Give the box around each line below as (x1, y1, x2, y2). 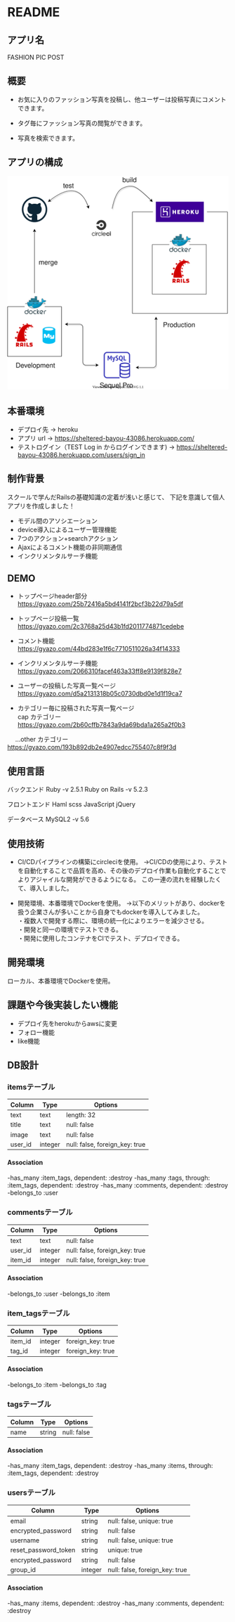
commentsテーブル (7, 1207, 73, 1217)
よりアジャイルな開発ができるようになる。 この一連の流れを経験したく (17, 875, 222, 883)
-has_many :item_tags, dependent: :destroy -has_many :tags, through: (7, 1173, 210, 1182)
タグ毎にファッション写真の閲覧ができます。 (17, 119, 147, 127)
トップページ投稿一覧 (17, 614, 79, 623)
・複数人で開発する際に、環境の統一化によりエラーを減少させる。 (17, 916, 208, 925)
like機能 (17, 1036, 41, 1045)
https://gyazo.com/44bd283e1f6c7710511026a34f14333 (17, 645, 180, 653)
